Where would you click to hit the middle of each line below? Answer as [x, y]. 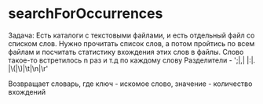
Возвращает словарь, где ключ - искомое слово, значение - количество [130, 84]
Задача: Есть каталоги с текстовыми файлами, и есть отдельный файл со [131, 35]
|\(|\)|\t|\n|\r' [28, 68]
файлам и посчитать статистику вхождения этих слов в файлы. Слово [126, 52]
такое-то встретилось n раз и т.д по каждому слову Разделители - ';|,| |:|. [132, 60]
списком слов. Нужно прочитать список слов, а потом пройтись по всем [131, 43]
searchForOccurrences [86, 14]
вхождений [27, 91]
